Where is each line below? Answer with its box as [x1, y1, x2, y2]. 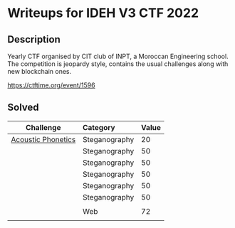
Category [82, 122, 115, 132]
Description [7, 33, 61, 45]
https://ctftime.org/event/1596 [7, 81, 95, 89]
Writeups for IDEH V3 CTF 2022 [7, 5, 199, 21]
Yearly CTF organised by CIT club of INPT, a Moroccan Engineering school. [7, 52, 229, 60]
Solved [7, 102, 39, 114]
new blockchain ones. [7, 67, 72, 75]
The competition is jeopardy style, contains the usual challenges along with [7, 60, 229, 68]
